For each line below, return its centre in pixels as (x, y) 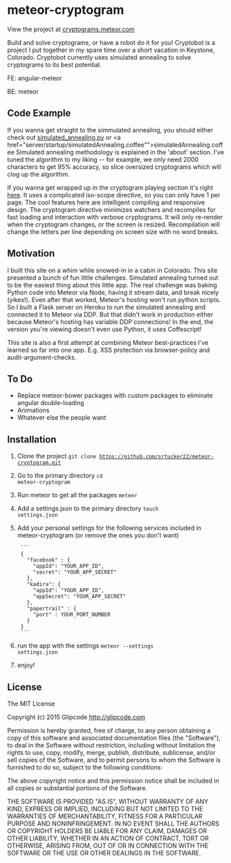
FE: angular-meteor (35, 78)
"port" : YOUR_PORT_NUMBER (72, 615)
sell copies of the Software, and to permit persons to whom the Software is (114, 760)
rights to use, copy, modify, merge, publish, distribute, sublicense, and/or (111, 753)
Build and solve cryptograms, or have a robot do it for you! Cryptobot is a (111, 42)
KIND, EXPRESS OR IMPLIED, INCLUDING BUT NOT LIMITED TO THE (105, 809)
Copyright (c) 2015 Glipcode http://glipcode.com (76, 717)
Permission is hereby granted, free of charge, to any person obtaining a (109, 730)
